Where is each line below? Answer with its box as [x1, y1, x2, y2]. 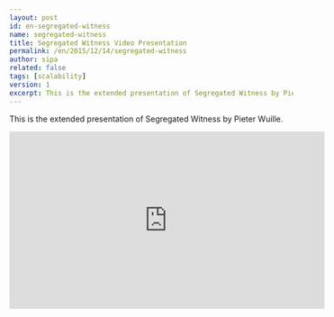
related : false [9, 64, 67, 73]
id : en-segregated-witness [9, 22, 111, 31]
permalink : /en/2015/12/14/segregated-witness [9, 47, 187, 56]
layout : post [9, 13, 59, 23]
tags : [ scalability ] [9, 72, 87, 81]
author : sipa [9, 55, 59, 64]
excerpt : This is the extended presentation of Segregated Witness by [9, 88, 280, 97]
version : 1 [9, 80, 50, 89]
